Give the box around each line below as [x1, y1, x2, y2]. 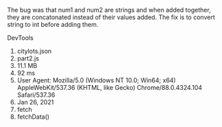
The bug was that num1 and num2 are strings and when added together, [7, 6, 211, 14]
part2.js [16, 54, 39, 62]
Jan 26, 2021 [16, 98, 54, 106]
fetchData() [16, 113, 50, 121]
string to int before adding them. [7, 21, 99, 28]
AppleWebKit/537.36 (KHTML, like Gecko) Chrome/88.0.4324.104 [16, 84, 203, 91]
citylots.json [16, 47, 52, 55]
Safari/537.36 [16, 91, 56, 99]
